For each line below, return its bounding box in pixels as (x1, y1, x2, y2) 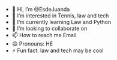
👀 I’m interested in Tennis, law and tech (11, 12, 109, 19)
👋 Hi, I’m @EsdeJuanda (11, 6, 70, 13)
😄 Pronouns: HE (11, 40, 53, 47)
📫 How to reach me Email (11, 32, 77, 38)
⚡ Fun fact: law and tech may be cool (11, 47, 104, 54)
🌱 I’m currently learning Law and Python (11, 19, 112, 25)
